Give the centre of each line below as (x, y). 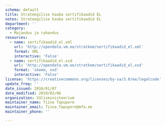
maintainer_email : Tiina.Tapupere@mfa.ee (49, 107)
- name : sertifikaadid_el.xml (41, 42)
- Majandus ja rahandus (34, 33)
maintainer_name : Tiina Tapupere (40, 103)
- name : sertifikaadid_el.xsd (41, 61)
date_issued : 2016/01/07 (31, 88)
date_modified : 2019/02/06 (33, 93)
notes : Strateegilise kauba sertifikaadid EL (53, 19)
